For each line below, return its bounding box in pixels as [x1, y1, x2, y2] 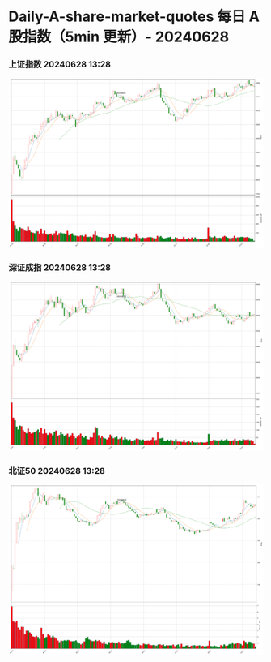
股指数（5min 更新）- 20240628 [8, 28, 229, 46]
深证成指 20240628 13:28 [8, 261, 112, 273]
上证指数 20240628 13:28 [8, 58, 112, 70]
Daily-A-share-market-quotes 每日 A [8, 7, 260, 26]
